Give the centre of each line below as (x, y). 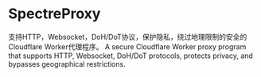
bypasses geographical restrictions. (67, 64)
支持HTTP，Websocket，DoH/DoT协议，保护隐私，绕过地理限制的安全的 (128, 37)
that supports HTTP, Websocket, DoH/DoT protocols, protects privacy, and (130, 56)
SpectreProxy (55, 14)
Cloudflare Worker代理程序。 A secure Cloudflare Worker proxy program (127, 46)
